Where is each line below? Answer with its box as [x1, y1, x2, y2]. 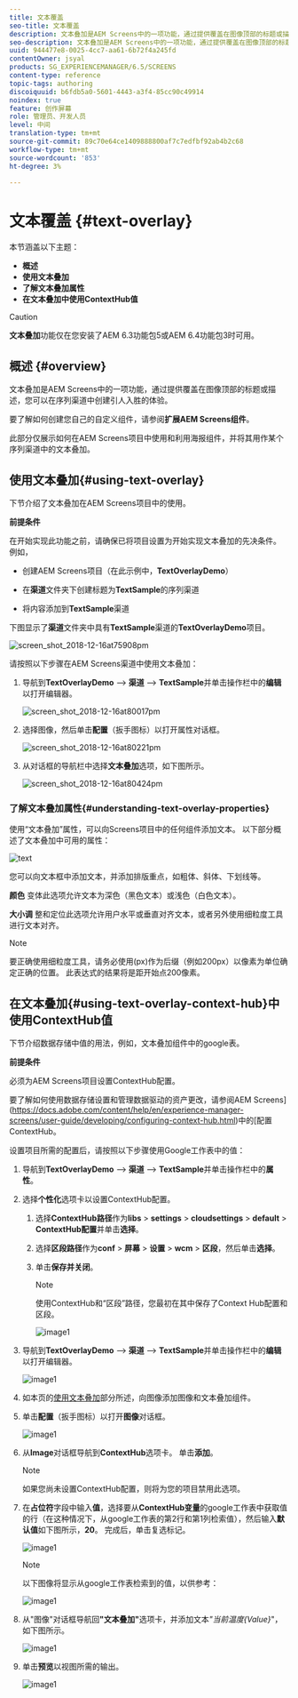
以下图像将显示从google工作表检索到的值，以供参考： [21, 1578, 219, 1589]
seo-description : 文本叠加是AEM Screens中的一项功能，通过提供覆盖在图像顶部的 [9, 37, 279, 47]
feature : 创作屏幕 [9, 104, 73, 113]
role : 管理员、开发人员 [9, 112, 87, 121]
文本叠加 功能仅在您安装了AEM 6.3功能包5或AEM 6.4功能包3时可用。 [9, 330, 260, 340]
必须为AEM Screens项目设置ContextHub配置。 [9, 1076, 180, 1086]
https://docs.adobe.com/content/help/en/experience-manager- [12, 1104, 244, 1116]
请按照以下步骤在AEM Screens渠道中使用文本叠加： [9, 658, 199, 669]
